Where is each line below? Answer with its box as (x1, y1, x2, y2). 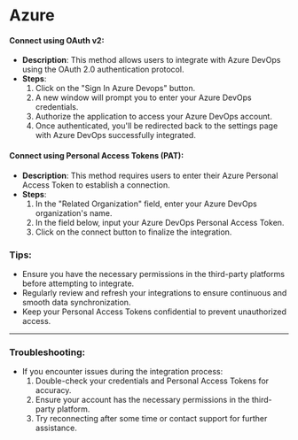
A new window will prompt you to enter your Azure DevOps (35, 92, 252, 103)
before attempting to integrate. (21, 278, 135, 289)
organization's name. (35, 207, 113, 218)
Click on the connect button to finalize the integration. (35, 227, 232, 237)
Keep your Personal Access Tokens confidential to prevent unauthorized (21, 306, 286, 317)
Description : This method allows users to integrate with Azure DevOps (21, 55, 281, 66)
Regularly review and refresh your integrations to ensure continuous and (21, 287, 287, 297)
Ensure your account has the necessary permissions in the (35, 395, 250, 405)
